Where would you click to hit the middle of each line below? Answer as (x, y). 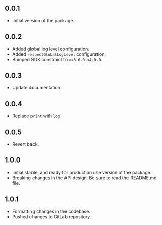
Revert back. (25, 144)
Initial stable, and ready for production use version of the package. (82, 172)
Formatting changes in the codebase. (51, 211)
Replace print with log (36, 116)
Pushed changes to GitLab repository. (52, 217)
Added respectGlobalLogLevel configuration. (59, 54)
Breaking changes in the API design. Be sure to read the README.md (84, 178)
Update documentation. (37, 88)
